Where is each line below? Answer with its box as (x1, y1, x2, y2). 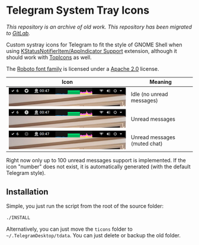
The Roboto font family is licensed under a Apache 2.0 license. (6, 65, 159, 72)
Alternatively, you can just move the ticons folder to (6, 225, 133, 233)
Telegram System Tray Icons (6, 4, 150, 17)
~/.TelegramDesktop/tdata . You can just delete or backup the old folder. (6, 232, 181, 239)
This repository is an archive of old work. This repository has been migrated (6, 23, 192, 30)
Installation (6, 187, 49, 197)
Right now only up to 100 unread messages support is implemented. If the (6, 157, 187, 164)
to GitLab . (6, 29, 31, 36)
